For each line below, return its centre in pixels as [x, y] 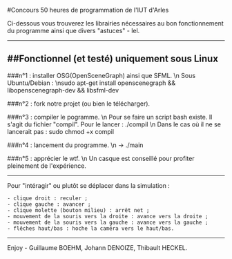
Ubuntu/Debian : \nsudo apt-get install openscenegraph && [91, 83]
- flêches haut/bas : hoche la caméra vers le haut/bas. [91, 228]
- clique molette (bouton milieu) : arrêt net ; [78, 210]
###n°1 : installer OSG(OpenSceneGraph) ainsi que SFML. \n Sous [101, 75]
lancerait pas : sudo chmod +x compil [61, 131]
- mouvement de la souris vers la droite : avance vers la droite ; [108, 216]
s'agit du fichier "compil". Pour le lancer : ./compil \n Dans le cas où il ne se [114, 124]
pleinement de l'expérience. [47, 166]
